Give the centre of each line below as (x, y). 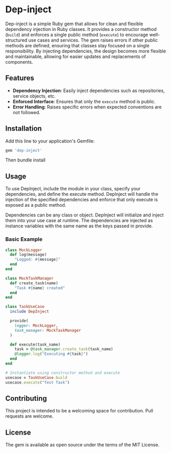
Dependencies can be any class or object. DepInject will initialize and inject (84, 215)
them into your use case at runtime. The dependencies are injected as (79, 221)
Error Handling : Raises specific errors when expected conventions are (87, 107)
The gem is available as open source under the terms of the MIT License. (82, 445)
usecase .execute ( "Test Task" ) (38, 382)
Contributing (26, 398)
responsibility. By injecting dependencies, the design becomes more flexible (86, 51)
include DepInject (30, 312)
